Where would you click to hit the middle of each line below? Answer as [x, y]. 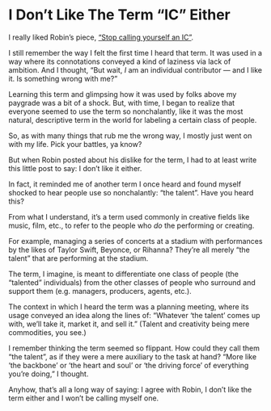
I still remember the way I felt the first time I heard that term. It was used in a [135, 52]
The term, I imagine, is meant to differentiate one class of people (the [123, 274]
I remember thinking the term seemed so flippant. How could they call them [134, 348]
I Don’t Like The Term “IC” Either [119, 15]
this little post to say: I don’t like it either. [75, 168]
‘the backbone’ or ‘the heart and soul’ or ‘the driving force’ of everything [129, 365]
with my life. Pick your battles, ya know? [75, 144]
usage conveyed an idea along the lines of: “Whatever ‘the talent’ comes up [134, 315]
